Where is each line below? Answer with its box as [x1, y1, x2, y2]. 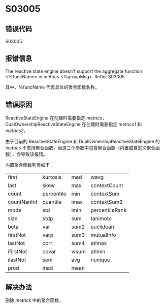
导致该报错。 [20, 151, 48, 157]
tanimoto [90, 214, 112, 222]
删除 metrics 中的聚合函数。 [5, 297, 63, 303]
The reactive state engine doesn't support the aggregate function [5, 68, 142, 74]
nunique [90, 256, 111, 263]
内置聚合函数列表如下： [5, 162, 54, 168]
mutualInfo [90, 231, 117, 238]
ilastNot [8, 256, 26, 263]
